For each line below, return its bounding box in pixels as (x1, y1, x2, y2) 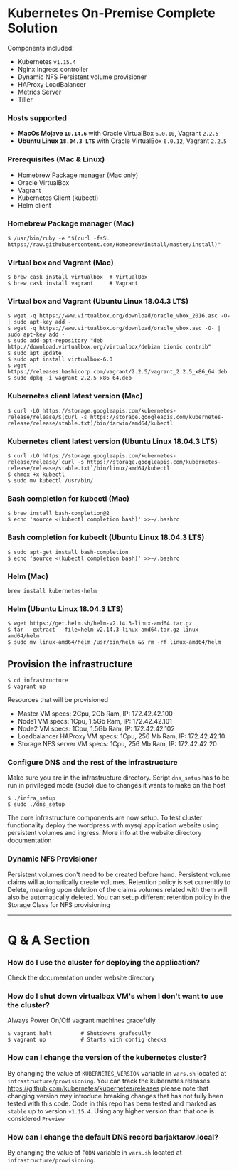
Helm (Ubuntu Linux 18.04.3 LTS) (7, 603, 124, 613)
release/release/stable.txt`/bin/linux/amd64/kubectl (7, 465, 171, 472)
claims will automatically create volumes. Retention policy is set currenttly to (7, 877, 231, 886)
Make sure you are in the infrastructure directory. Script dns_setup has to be (7, 773, 230, 782)
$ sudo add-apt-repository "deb (7, 337, 103, 344)
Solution (7, 20, 58, 36)
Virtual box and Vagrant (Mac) (7, 258, 114, 267)
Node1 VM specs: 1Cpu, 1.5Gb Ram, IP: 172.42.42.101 (17, 717, 173, 726)
